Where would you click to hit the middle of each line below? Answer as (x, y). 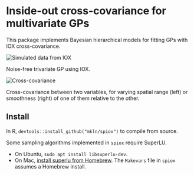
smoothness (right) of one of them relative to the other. (73, 98)
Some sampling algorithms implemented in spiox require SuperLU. (86, 142)
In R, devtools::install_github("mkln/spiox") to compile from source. (92, 131)
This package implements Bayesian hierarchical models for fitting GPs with (97, 40)
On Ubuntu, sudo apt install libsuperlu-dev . (71, 154)
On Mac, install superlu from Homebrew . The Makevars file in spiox (95, 160)
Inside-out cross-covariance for (86, 11)
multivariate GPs (48, 23)
